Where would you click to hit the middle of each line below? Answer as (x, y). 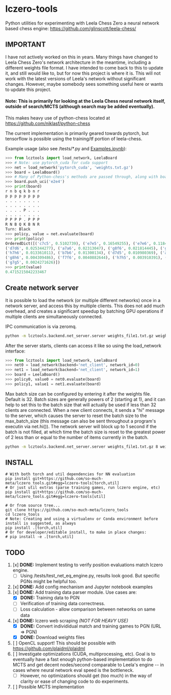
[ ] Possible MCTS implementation (48, 687)
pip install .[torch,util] (34, 528)
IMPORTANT (25, 45)
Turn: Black (18, 229)
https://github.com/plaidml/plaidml (49, 648)
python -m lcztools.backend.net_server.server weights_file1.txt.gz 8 (82, 447)
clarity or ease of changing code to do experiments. (75, 681)
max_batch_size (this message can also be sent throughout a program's (81, 421)
